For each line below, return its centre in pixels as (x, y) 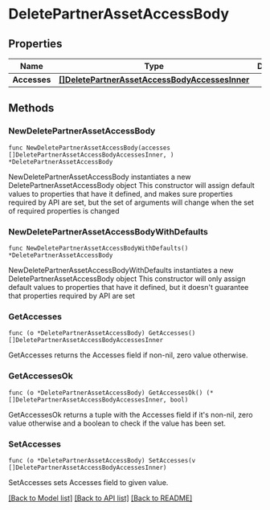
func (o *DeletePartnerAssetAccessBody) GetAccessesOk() (106, 393)
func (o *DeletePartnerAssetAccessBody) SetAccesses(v (102, 460)
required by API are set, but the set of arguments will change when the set (131, 202)
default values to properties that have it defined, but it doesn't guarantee (129, 287)
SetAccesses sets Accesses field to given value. (88, 482)
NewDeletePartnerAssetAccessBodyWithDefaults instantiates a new (121, 270)
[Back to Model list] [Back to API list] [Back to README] (100, 498)
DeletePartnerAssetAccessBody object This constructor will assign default (131, 185)
